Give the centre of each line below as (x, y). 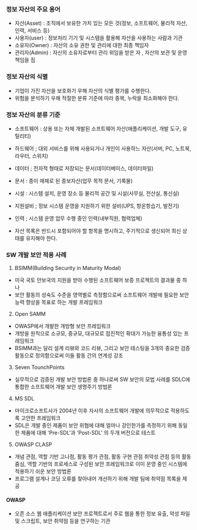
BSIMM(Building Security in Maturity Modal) (68, 268)
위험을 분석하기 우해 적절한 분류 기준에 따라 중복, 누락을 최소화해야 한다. (97, 98)
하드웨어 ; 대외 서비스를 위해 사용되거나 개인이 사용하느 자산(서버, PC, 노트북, (103, 148)
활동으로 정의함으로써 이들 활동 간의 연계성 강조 (69, 356)
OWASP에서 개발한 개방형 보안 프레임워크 (63, 326)
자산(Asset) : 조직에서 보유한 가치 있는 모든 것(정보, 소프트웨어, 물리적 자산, (101, 23)
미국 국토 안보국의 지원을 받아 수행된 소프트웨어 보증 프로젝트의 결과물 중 (98, 280)
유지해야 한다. (41, 238)
